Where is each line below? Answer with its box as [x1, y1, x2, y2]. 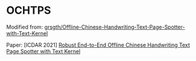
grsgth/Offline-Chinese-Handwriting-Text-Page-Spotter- [44, 23, 185, 30]
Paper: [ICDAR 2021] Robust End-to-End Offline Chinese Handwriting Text [6, 41, 190, 48]
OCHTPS [6, 4, 51, 17]
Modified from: [6, 23, 43, 30]
